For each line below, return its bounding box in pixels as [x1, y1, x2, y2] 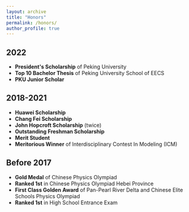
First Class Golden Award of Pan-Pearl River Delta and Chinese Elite [14, 186, 183, 194]
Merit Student [14, 134, 51, 141]
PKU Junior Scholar [14, 76, 64, 83]
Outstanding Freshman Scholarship [14, 127, 105, 135]
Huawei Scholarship [14, 108, 66, 116]
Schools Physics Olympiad [14, 192, 80, 199]
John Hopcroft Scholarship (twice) [14, 121, 102, 129]
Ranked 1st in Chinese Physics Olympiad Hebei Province [14, 180, 154, 187]
